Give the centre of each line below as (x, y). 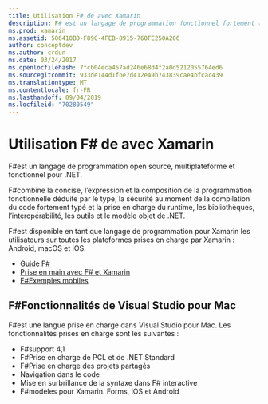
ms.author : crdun (37, 53)
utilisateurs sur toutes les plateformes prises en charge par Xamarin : (122, 240)
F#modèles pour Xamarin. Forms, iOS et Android (99, 391)
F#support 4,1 (42, 349)
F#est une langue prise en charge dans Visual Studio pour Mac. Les (120, 325)
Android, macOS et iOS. (47, 248)
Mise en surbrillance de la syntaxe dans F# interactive (108, 382)
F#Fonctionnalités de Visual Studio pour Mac (122, 305)
